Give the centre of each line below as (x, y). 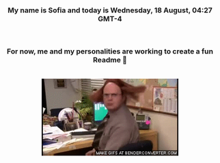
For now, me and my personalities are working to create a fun (110, 51)
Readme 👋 (110, 60)
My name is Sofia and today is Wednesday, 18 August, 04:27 (110, 10)
